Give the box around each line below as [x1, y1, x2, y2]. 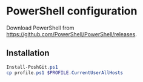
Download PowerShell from [6, 24, 75, 31]
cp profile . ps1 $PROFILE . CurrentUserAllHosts [6, 69, 123, 76]
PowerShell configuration [6, 4, 138, 18]
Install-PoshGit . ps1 [6, 64, 59, 70]
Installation [6, 48, 50, 58]
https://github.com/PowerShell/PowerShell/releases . [6, 30, 138, 37]
